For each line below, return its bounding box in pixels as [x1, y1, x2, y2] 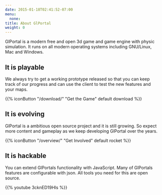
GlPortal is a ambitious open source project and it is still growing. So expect [5, 123, 157, 129]
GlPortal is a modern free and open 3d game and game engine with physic [5, 39, 155, 44]
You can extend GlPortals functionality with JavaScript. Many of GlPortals [5, 164, 153, 171]
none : [9, 16, 21, 21]
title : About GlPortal [5, 20, 51, 26]
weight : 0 [5, 25, 25, 30]
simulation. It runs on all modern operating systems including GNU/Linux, [5, 44, 152, 50]
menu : [5, 12, 16, 17]
